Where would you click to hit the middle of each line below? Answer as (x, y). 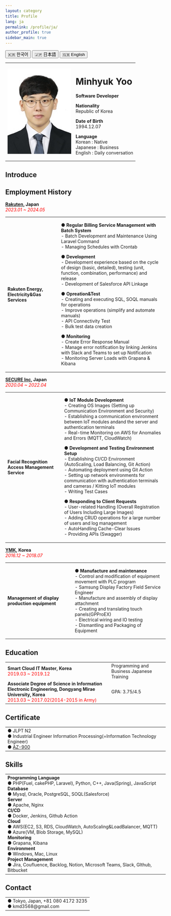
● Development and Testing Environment (109, 448)
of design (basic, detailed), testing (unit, (103, 268)
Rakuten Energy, (25, 289)
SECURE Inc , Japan (26, 379)
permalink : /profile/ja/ (32, 27)
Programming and (130, 666)
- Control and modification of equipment (117, 576)
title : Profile (21, 16)
